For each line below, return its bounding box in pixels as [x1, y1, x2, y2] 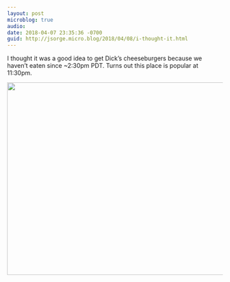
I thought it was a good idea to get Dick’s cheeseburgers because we [7, 54, 203, 62]
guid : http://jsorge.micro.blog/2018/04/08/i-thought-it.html [7, 36, 188, 42]
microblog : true [7, 16, 53, 23]
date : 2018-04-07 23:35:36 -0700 [7, 29, 103, 36]
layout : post [7, 10, 44, 17]
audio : [7, 23, 26, 29]
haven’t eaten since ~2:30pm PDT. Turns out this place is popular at [7, 62, 199, 70]
